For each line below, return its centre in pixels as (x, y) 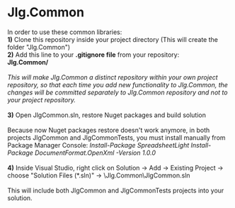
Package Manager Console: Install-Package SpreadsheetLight (98, 145)
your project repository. (42, 99)
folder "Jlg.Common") (39, 47)
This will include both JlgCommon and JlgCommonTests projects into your (116, 190)
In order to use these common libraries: (65, 32)
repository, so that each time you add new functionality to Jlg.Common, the (118, 84)
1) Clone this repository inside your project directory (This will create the (113, 39)
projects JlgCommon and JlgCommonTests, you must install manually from (116, 137)
